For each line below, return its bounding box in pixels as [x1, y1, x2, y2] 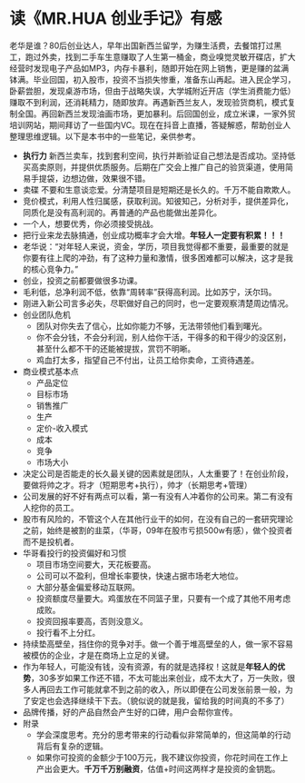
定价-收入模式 [35, 422, 89, 433]
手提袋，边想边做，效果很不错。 [30, 173, 151, 183]
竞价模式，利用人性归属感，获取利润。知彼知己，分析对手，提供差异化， [22, 195, 293, 206]
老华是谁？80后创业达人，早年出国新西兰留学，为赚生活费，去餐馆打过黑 [9, 40, 282, 51]
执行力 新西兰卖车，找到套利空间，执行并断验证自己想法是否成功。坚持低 [22, 150, 296, 161]
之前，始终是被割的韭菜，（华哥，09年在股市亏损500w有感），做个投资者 [22, 524, 293, 536]
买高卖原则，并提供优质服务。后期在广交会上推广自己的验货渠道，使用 [22, 161, 286, 173]
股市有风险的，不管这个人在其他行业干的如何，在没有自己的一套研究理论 [22, 513, 293, 524]
